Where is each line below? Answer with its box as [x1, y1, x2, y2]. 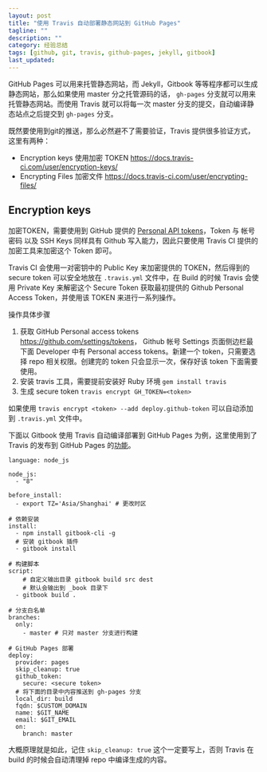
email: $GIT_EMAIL [15, 715, 77, 723]
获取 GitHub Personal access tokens [19, 327, 139, 336]
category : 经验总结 [8, 42, 69, 49]
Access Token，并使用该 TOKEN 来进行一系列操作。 [8, 292, 181, 302]
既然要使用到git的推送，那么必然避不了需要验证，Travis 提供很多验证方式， [8, 125, 255, 136]
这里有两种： [8, 136, 50, 145]
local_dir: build [15, 695, 73, 703]
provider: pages [15, 658, 69, 667]
